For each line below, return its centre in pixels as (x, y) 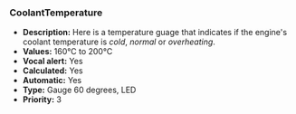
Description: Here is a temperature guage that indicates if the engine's (155, 33)
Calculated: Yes (53, 71)
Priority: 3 (42, 100)
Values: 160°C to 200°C (67, 52)
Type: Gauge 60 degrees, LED (79, 90)
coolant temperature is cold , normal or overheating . (119, 42)
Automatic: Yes (52, 81)
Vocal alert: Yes (53, 62)
